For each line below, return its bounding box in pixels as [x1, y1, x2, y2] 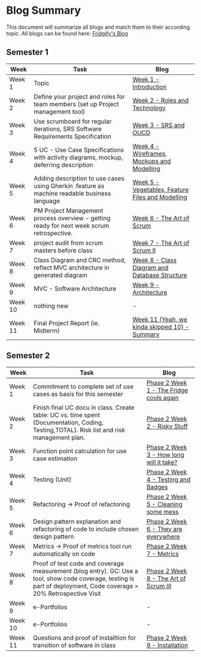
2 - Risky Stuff [146, 422, 188, 430]
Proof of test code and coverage [32, 559, 124, 568]
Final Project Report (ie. [33, 319, 100, 327]
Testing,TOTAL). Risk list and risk [32, 425, 126, 434]
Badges [146, 482, 168, 491]
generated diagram [33, 271, 88, 279]
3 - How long [146, 451, 184, 459]
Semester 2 [6, 350, 50, 361]
